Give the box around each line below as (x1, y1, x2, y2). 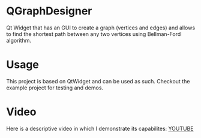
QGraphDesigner (6, 4, 92, 18)
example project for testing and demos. (6, 84, 104, 91)
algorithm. (6, 37, 32, 44)
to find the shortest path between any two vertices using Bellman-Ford (6, 30, 181, 37)
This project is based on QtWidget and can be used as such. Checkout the (6, 77, 190, 85)
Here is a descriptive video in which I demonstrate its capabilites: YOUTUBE (6, 125, 194, 132)
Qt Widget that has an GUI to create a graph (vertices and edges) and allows (6, 24, 196, 31)
